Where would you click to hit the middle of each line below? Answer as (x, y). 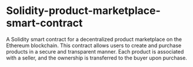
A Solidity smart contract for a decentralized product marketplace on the (94, 39)
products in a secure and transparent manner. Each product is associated (95, 51)
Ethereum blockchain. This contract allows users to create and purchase (94, 45)
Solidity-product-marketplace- (83, 11)
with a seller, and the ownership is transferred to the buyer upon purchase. (96, 58)
